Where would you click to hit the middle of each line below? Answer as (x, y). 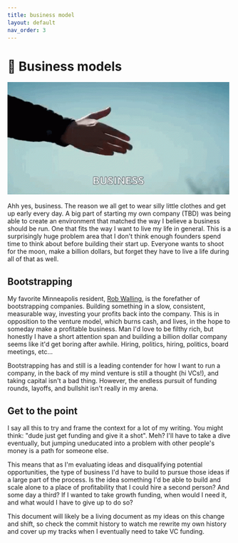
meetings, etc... (30, 352)
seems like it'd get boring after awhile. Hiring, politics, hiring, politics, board (118, 344)
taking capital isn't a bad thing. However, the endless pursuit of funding (112, 381)
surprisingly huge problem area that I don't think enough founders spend (114, 236)
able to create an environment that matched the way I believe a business (114, 221)
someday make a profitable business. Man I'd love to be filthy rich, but (110, 329)
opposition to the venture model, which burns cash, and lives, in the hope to (119, 322)
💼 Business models (65, 66)
